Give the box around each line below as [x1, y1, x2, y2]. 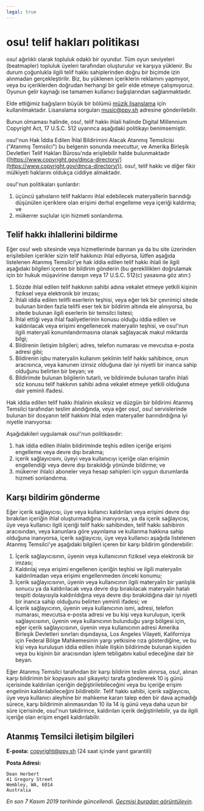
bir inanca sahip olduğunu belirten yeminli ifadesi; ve [15, 598, 147, 605]
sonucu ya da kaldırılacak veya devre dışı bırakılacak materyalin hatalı [15, 585, 190, 593]
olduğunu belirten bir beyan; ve [15, 367, 94, 375]
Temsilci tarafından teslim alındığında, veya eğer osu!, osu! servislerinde [6, 405, 187, 413]
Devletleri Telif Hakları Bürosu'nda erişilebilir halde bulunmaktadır [6, 149, 171, 156]
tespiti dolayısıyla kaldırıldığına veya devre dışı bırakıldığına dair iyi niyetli [15, 591, 198, 599]
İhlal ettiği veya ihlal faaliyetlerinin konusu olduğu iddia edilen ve [15, 315, 177, 323]
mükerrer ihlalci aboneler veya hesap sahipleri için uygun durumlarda [15, 468, 189, 475]
